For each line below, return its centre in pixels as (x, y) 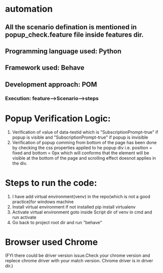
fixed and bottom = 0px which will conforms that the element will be (81, 153)
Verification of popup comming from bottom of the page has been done (84, 142)
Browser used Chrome (51, 242)
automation (29, 9)
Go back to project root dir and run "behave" (57, 222)
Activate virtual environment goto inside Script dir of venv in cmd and (82, 212)
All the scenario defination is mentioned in (71, 27)
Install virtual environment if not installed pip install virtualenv (74, 207)
